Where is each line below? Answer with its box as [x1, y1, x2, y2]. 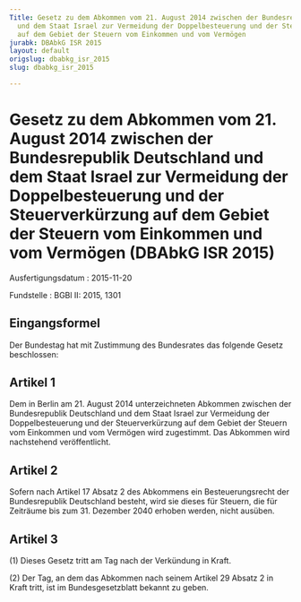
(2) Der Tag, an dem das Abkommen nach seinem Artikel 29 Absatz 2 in [9, 572, 274, 583]
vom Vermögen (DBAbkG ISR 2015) [9, 243, 275, 263]
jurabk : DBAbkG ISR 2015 [9, 38, 102, 47]
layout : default [9, 47, 70, 56]
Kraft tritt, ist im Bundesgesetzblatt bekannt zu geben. [9, 582, 209, 593]
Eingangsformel [9, 315, 100, 331]
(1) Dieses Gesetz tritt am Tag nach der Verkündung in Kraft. [9, 555, 231, 566]
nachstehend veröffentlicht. [9, 436, 111, 448]
